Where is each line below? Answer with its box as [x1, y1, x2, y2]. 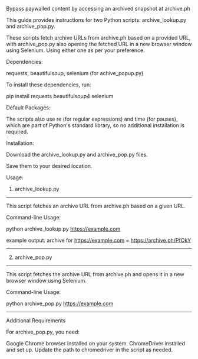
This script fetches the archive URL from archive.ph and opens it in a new [6, 271, 184, 277]
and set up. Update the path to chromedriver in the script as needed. [6, 346, 173, 353]
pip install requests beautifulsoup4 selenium [6, 93, 114, 99]
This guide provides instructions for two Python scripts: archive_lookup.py [6, 17, 187, 23]
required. [6, 128, 28, 135]
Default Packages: [6, 104, 51, 111]
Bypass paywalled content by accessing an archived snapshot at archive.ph [6, 5, 190, 12]
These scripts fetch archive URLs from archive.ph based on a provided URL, [6, 34, 191, 41]
